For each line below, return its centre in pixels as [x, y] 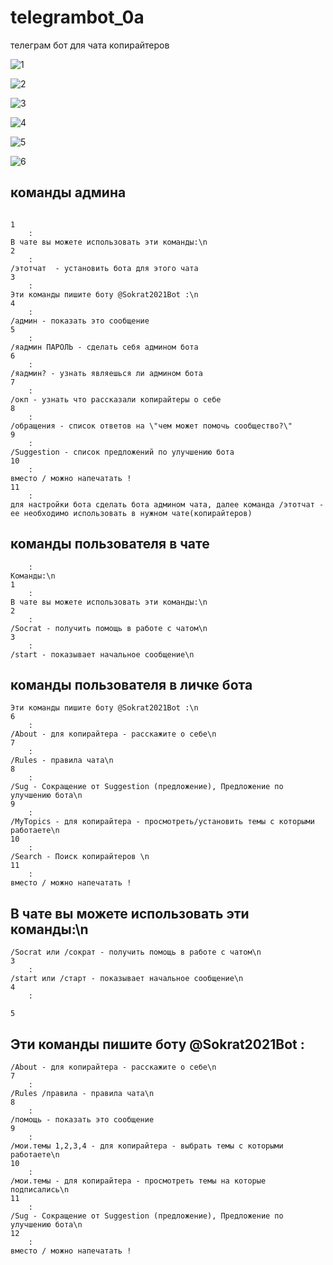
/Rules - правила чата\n [62, 761]
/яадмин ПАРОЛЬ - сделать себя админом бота [104, 347]
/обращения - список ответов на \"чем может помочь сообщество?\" [151, 426]
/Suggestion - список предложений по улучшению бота [122, 452]
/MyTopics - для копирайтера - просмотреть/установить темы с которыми [162, 822]
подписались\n [40, 1190]
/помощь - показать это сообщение [82, 1120]
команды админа [68, 192]
